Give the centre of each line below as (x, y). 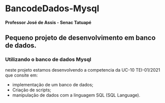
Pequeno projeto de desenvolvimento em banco (80, 38)
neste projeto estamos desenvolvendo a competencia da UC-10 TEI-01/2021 (83, 70)
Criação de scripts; (32, 90)
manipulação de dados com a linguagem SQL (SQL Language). (76, 95)
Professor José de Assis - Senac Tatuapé (48, 22)
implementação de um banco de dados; (53, 85)
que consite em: (21, 75)
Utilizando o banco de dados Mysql (48, 59)
